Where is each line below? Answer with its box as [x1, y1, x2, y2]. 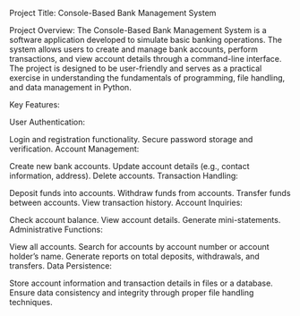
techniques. [9, 297, 53, 307]
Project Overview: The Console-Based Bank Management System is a [9, 25, 267, 35]
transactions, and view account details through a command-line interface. [9, 54, 282, 64]
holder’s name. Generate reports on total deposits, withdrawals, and [9, 251, 260, 261]
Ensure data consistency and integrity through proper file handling [9, 287, 254, 298]
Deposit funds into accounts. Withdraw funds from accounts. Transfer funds [9, 188, 291, 198]
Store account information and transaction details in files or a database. [9, 278, 273, 288]
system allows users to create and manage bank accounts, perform [9, 44, 258, 55]
